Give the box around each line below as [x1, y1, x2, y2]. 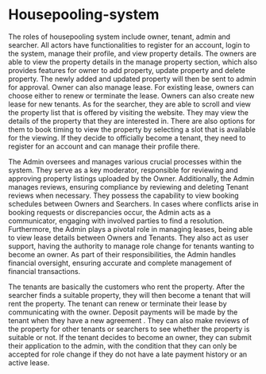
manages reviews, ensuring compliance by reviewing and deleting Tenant [8, 182, 249, 191]
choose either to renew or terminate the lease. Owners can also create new [8, 91, 255, 100]
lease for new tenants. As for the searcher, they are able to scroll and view [8, 99, 252, 109]
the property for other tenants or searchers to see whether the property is [8, 324, 250, 334]
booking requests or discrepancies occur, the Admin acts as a [8, 207, 211, 217]
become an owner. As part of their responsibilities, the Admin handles [8, 249, 237, 259]
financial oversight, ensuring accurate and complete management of [8, 258, 233, 268]
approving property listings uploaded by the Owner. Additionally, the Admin [8, 173, 255, 183]
